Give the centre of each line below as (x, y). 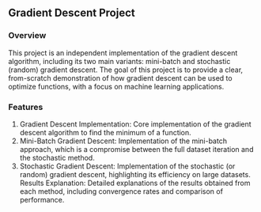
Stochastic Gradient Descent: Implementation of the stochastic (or (127, 166)
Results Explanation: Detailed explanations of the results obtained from (135, 183)
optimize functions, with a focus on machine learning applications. (116, 86)
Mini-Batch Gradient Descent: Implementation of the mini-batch (123, 141)
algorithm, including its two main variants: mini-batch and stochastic (119, 61)
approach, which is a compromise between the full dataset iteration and (136, 149)
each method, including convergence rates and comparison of (121, 191)
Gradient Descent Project (72, 13)
